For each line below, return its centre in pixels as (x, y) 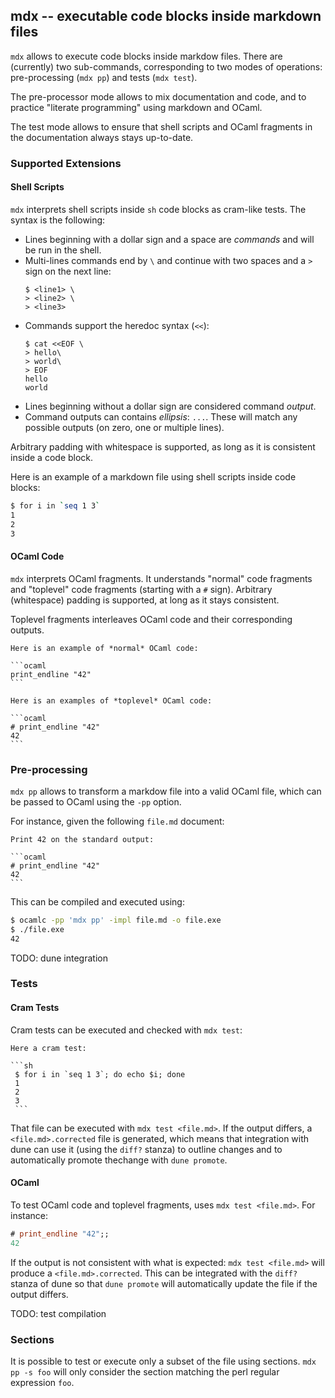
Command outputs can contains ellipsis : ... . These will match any (161, 416)
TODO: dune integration (59, 958)
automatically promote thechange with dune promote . (119, 1160)
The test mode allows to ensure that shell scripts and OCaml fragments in (161, 126)
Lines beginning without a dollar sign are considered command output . (170, 406)
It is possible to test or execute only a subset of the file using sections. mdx (163, 1361)
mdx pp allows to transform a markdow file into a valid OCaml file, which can (166, 791)
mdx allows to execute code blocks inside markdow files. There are (146, 56)
